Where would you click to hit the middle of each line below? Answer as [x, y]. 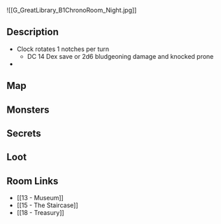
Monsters [28, 110]
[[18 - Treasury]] [40, 213]
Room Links [33, 181]
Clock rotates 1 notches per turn [63, 49]
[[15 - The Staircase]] [47, 205]
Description [33, 32]
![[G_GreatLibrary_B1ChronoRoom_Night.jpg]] [72, 10]
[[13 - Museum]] [40, 198]
